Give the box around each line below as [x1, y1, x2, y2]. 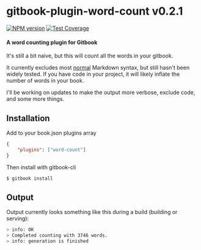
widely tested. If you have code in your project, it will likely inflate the [6, 70, 180, 78]
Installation [6, 113, 50, 123]
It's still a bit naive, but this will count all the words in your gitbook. [6, 52, 174, 59]
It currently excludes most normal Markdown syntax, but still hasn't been [6, 64, 190, 72]
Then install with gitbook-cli [6, 163, 76, 171]
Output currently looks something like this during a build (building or [6, 208, 178, 216]
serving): [6, 215, 29, 222]
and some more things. [6, 95, 65, 103]
